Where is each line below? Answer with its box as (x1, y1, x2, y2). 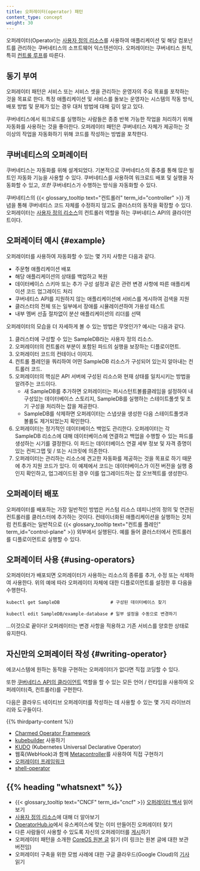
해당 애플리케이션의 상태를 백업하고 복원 (14, 273, 108, 280)
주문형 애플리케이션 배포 (14, 265, 72, 272)
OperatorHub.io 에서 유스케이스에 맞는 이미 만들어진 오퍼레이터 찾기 (14, 821, 173, 828)
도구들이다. (17, 706, 44, 714)
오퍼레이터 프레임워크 (14, 758, 65, 765)
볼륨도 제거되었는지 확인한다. (23, 417, 91, 424)
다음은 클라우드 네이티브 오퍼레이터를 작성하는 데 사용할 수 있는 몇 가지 (6, 699, 170, 706)
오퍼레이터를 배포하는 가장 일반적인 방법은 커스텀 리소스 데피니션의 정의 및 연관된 (6, 505, 195, 513)
